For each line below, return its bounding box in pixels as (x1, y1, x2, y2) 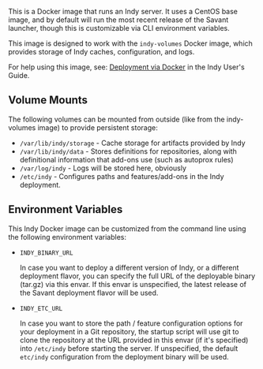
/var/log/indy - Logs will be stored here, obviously (19, 163, 187, 173)
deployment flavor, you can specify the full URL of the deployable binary (19, 271, 256, 281)
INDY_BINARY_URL (19, 248, 73, 257)
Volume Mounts (8, 94, 88, 107)
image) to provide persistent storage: (37, 122, 158, 132)
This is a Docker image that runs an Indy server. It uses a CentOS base (8, 7, 239, 16)
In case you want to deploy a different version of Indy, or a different (19, 263, 239, 272)
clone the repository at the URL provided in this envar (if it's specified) (19, 335, 249, 345)
